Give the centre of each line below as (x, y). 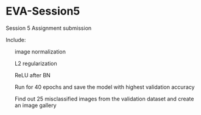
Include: (16, 40)
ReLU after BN (33, 75)
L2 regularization (36, 63)
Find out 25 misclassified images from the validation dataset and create (104, 99)
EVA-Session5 (43, 11)
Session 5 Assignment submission (49, 28)
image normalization (40, 51)
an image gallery (35, 105)
